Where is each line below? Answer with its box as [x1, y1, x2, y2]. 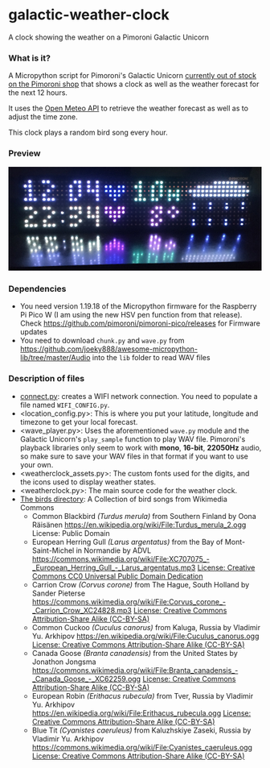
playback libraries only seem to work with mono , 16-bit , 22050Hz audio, [19, 442, 262, 452]
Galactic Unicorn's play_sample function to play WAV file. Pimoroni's [19, 434, 246, 444]
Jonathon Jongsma [31, 657, 96, 666]
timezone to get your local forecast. [19, 417, 138, 426]
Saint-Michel [31, 546, 75, 555]
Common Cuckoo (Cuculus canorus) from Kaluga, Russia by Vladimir [31, 622, 261, 632]
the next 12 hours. [8, 88, 68, 98]
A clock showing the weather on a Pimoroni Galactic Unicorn [8, 32, 210, 42]
